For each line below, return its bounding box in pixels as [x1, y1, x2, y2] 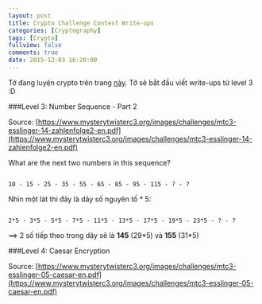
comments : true [8, 49, 59, 57]
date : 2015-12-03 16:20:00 [8, 57, 98, 64]
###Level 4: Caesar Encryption [8, 246, 110, 255]
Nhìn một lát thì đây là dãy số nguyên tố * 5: [8, 194, 152, 204]
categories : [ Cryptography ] [8, 26, 102, 34]
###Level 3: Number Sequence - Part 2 [8, 101, 137, 111]
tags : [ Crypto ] [8, 33, 59, 42]
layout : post [8, 11, 52, 20]
